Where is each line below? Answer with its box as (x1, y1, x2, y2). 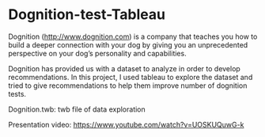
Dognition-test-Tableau (8, 6, 166, 24)
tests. (8, 89, 26, 98)
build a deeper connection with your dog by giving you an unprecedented (8, 40, 248, 49)
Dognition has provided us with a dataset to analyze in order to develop (8, 63, 241, 73)
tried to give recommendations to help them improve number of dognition (8, 81, 248, 90)
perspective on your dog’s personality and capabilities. (8, 48, 187, 58)
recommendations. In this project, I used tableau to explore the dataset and (8, 72, 253, 82)
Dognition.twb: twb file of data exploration (8, 105, 146, 114)
